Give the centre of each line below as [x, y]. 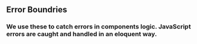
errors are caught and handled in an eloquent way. [82, 34]
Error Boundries [37, 10]
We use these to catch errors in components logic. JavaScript [99, 27]
